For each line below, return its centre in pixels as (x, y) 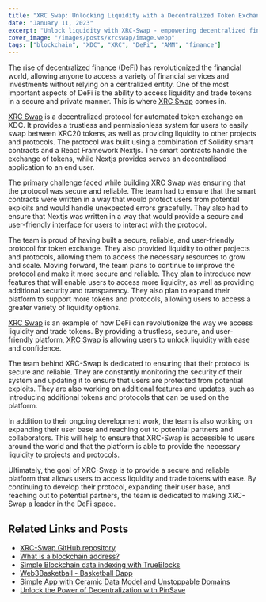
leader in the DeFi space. (75, 504)
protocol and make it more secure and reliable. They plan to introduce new (130, 274)
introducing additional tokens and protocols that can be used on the (119, 397)
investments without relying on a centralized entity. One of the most (119, 85)
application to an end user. (51, 167)
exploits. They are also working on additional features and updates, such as (131, 389)
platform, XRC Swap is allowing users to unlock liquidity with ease (143, 340)
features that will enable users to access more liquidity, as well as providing (131, 282)
